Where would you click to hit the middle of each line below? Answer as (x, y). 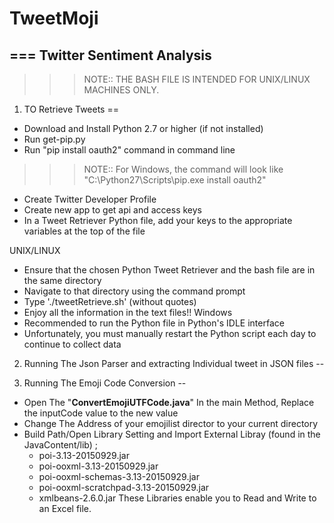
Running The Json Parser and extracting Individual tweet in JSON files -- (174, 363)
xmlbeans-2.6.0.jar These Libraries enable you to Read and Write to (177, 498)
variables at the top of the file (84, 231)
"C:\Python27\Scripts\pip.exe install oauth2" (175, 180)
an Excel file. (65, 508)
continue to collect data (72, 344)
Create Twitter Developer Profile (90, 199)
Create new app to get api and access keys (112, 210)
